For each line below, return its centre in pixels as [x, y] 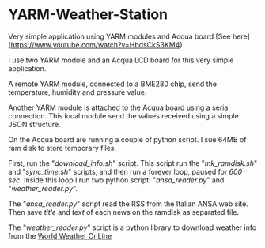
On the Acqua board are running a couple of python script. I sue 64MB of [127, 139]
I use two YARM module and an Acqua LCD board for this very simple [121, 60]
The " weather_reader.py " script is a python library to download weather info [132, 227]
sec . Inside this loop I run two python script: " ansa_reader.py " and [116, 180]
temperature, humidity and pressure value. [78, 92]
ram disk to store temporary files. [62, 148]
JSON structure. [34, 124]
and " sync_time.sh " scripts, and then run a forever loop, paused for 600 [125, 171]
